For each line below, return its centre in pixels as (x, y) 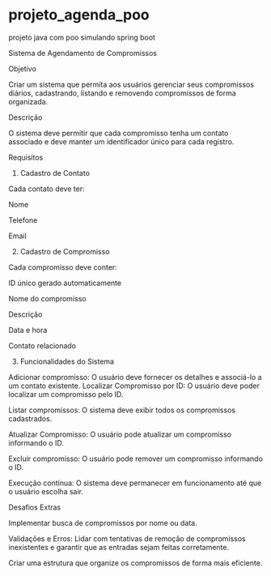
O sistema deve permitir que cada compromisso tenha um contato (119, 133)
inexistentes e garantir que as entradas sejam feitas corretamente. (119, 547)
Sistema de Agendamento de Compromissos (83, 53)
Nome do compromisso (47, 298)
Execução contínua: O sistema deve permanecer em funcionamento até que (135, 483)
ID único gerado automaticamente (65, 283)
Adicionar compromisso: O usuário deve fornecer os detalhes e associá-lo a (135, 377)
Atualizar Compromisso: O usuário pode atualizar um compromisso (120, 434)
